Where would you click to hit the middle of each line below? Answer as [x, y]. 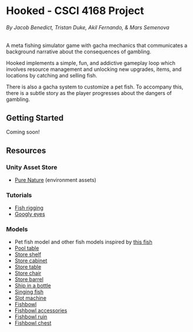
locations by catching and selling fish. [52, 76]
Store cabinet [31, 261]
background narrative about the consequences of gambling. [79, 52]
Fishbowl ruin [31, 317]
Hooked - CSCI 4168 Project [75, 11]
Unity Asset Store [32, 167]
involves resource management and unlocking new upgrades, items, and [94, 69]
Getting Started [35, 118]
